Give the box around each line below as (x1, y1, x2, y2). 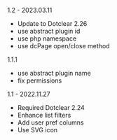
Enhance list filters (17, 111, 71, 119)
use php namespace (17, 34, 77, 43)
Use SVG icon (17, 126, 58, 134)
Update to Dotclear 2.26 (17, 20, 88, 27)
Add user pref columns (17, 118, 84, 127)
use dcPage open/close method (17, 42, 110, 50)
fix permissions (17, 76, 62, 85)
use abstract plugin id (17, 27, 81, 35)
